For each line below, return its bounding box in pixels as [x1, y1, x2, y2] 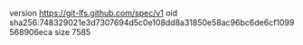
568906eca [9, 27, 53, 37]
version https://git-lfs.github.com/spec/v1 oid [9, 8, 178, 18]
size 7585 [53, 27, 91, 37]
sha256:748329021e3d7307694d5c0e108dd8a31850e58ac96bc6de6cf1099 [9, 17, 295, 28]
